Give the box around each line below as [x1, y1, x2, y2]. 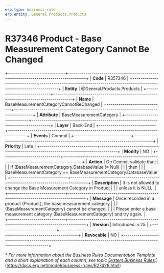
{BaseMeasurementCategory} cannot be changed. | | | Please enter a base [5, 206, 156, 212]
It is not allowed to [122, 180, 160, 186]
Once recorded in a [115, 195, 155, 202]
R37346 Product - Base [5, 33, 102, 44]
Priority [5, 143, 21, 149]
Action [88, 159, 103, 165]
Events [33, 133, 48, 139]
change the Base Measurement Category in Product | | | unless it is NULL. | [5, 185, 157, 191]
